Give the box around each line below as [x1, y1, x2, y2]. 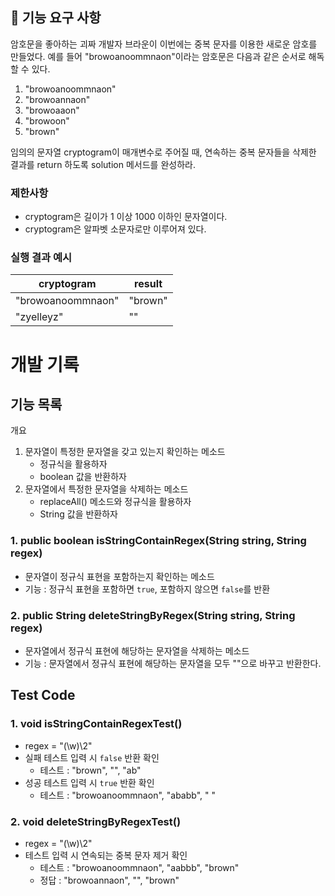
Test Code [10, 687, 76, 704]
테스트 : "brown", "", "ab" [39, 764, 142, 776]
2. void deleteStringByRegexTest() [10, 814, 182, 828]
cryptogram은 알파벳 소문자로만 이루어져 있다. [24, 223, 207, 235]
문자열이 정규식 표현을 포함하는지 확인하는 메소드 [24, 570, 215, 582]
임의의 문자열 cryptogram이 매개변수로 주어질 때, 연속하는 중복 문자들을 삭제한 [10, 146, 317, 158]
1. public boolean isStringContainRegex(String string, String [10, 534, 307, 548]
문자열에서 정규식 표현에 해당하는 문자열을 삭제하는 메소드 [24, 645, 250, 657]
